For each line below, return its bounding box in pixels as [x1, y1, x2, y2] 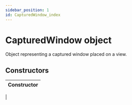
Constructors [5, 66, 49, 75]
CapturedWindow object [5, 34, 112, 46]
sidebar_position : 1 [5, 7, 50, 13]
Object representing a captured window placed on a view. [5, 51, 127, 57]
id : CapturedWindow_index [5, 12, 60, 17]
